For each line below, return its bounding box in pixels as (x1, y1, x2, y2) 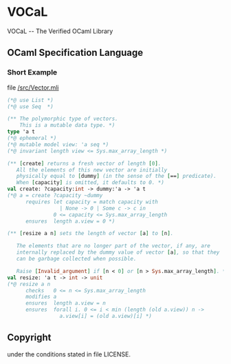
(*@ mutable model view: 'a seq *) (7, 141, 109, 148)
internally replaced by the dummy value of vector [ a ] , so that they (16, 249, 220, 256)
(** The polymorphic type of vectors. (7, 115, 118, 123)
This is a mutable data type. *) (19, 122, 115, 129)
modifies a (25, 294, 57, 301)
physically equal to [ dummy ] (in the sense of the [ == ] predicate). (16, 173, 217, 180)
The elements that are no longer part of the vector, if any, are (16, 243, 211, 250)
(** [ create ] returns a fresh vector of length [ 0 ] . (7, 160, 162, 167)
